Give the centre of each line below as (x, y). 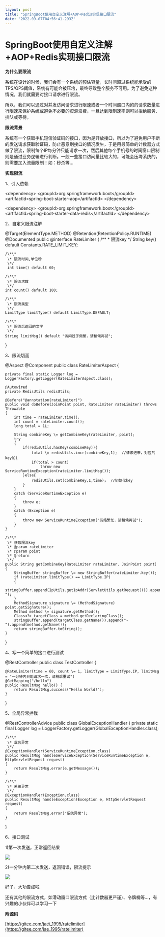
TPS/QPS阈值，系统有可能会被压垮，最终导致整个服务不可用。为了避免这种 (81, 88)
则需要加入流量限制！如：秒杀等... (39, 163)
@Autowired (16, 387)
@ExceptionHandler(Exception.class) (42, 795)
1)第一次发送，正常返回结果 (33, 847)
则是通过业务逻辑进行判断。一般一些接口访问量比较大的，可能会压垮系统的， (82, 157)
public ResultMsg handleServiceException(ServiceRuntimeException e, (78, 756)
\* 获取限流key (21, 543)
